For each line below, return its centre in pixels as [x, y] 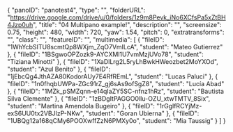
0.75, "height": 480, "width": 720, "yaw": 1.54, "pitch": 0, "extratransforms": [116, 32]
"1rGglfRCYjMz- [179, 106]
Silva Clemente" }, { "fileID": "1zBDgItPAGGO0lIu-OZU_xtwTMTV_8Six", [109, 99]
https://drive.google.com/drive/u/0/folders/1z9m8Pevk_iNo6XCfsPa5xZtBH [118, 17]
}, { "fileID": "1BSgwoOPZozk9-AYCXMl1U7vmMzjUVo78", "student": [105, 54]
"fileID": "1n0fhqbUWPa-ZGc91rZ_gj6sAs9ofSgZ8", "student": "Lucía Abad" [116, 84]
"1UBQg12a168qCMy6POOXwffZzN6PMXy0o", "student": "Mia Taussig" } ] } [117, 121]
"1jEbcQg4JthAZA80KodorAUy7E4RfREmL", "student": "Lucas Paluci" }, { [113, 76]
